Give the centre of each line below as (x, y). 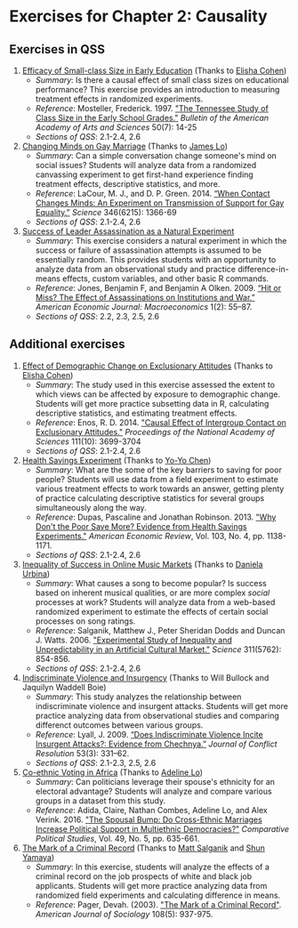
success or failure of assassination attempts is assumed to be (149, 250)
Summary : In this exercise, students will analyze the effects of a (152, 867)
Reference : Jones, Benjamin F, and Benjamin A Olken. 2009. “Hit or (158, 288)
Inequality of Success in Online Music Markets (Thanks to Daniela (142, 564)
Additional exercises (68, 344)
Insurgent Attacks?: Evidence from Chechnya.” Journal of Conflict (156, 744)
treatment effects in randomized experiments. (119, 99)
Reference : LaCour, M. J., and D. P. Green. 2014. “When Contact (153, 194)
